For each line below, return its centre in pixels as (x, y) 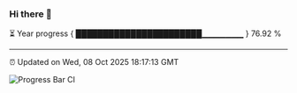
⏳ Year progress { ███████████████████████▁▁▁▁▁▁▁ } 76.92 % (145, 33)
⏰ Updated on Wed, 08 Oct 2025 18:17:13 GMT (94, 62)
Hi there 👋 (31, 14)
